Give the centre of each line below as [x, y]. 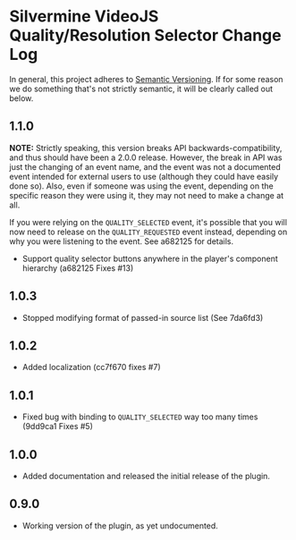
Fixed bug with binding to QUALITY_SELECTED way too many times [140, 417]
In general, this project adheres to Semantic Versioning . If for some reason [146, 79]
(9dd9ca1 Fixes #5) [58, 426]
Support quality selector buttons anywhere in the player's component [150, 258]
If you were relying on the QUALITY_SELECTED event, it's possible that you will [148, 222]
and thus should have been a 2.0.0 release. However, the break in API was [146, 157]
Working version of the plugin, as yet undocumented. [120, 526]
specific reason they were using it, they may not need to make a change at [147, 195]
